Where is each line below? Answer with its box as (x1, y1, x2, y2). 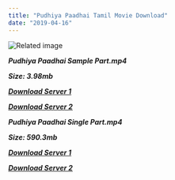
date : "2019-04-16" (8, 19, 73, 27)
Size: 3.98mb (8, 71, 53, 81)
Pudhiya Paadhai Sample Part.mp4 (8, 56, 127, 66)
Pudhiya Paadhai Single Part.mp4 (8, 117, 123, 126)
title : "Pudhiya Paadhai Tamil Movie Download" (8, 11, 169, 20)
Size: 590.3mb (8, 132, 58, 142)
